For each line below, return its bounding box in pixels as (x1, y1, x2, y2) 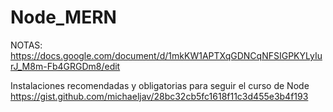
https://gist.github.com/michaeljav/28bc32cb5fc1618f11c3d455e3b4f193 (10, 90, 309, 102)
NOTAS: (10, 39, 43, 51)
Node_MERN (10, 6, 117, 29)
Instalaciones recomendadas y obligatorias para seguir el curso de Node (10, 79, 310, 91)
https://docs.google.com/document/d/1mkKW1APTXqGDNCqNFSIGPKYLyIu (10, 49, 323, 61)
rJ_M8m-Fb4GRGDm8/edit (10, 60, 121, 72)
